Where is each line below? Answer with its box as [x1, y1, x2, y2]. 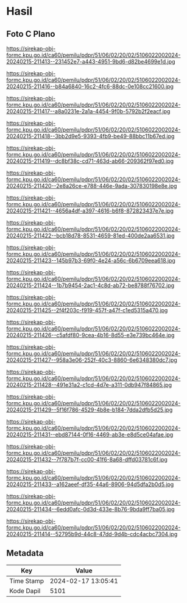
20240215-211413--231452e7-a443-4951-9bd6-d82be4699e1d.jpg [6, 58, 175, 65]
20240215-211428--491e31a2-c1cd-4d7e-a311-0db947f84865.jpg [6, 381, 172, 388]
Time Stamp [9, 577, 44, 585]
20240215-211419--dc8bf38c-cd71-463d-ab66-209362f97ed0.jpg [6, 157, 174, 165]
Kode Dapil [9, 586, 41, 595]
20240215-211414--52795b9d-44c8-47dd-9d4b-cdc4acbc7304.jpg [6, 531, 178, 537]
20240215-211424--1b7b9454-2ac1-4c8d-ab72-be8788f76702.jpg [6, 282, 175, 289]
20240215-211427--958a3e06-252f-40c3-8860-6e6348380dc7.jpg [6, 356, 178, 364]
